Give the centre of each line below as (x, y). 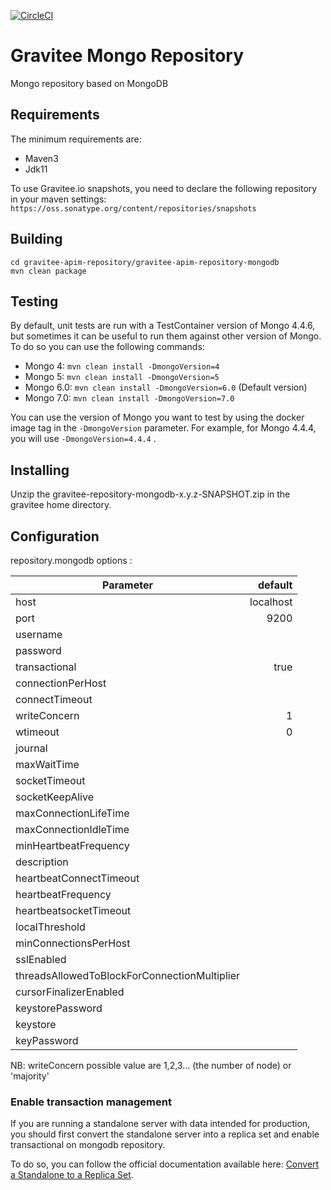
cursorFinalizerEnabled (70, 992)
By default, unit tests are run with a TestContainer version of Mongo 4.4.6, (163, 326)
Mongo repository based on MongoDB (89, 83)
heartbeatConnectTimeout (77, 878)
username (39, 634)
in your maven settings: (58, 199)
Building (36, 239)
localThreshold (50, 927)
